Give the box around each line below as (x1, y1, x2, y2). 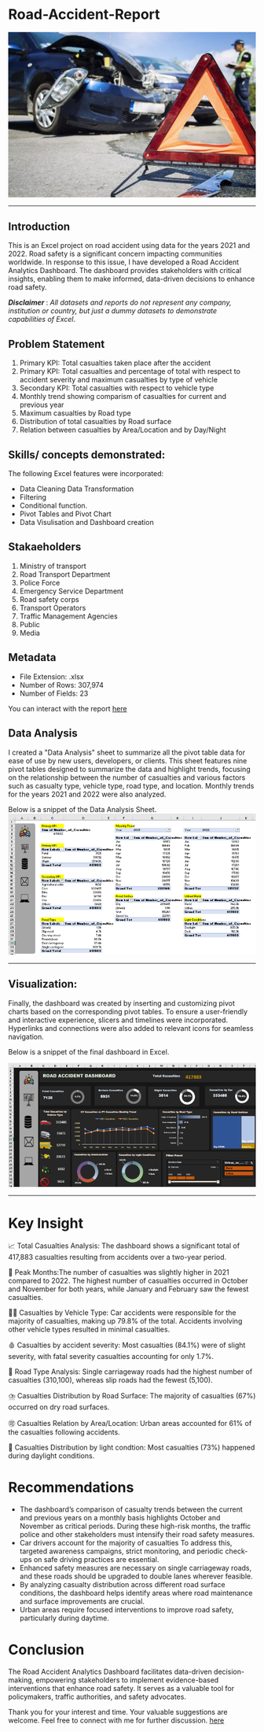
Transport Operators (19, 603, 86, 612)
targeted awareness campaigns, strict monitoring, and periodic (19, 1546, 224, 1556)
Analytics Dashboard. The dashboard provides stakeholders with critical (8, 266, 242, 275)
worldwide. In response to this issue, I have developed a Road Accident (8, 257, 240, 267)
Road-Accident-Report (8, 6, 160, 24)
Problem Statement (8, 337, 105, 351)
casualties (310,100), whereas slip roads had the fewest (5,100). (8, 1375, 214, 1384)
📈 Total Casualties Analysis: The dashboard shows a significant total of (8, 1241, 240, 1250)
